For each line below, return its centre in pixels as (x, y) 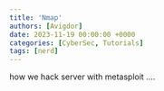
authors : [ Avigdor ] (46, 26)
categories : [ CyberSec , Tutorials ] (77, 43)
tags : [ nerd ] (34, 51)
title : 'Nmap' (36, 18)
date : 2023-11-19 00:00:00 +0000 (72, 34)
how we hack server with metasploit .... (82, 77)
